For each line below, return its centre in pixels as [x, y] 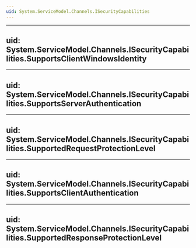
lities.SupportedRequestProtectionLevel [81, 149]
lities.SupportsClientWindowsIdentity [76, 59]
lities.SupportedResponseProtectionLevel [84, 238]
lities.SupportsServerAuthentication [74, 104]
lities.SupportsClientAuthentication [72, 193]
